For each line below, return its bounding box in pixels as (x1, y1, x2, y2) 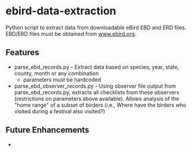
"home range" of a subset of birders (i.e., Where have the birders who (14, 101, 187, 108)
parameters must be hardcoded (23, 76, 101, 83)
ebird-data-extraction (5, 4, 117, 18)
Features (5, 48, 39, 58)
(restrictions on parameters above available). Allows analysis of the (14, 95, 179, 102)
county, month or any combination (14, 70, 99, 77)
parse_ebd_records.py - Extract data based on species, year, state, (14, 63, 179, 70)
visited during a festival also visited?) (14, 107, 106, 114)
